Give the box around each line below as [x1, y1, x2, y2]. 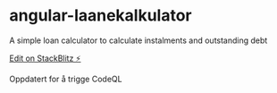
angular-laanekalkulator [9, 5, 192, 26]
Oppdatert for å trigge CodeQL [9, 73, 122, 84]
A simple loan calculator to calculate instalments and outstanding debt [9, 35, 268, 46]
